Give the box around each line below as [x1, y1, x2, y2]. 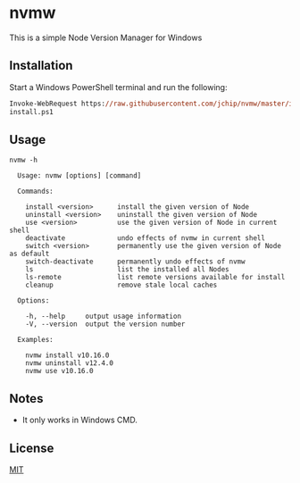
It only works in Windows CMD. [21, 414, 138, 426]
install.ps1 [9, 107, 54, 116]
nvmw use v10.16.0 [25, 367, 94, 376]
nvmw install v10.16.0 [25, 351, 110, 360]
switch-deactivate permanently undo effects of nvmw [25, 257, 246, 266]
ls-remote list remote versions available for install [25, 273, 286, 282]
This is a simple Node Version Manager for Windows [9, 32, 203, 43]
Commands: [17, 187, 54, 196]
